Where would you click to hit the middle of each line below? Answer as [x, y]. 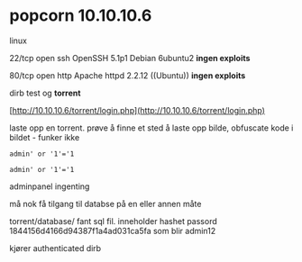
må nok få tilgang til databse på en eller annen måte [105, 203]
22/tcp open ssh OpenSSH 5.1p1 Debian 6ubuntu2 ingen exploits [130, 58]
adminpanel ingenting [50, 186]
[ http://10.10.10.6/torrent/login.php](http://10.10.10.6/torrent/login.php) [137, 110]
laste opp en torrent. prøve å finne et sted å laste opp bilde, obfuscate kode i [151, 128]
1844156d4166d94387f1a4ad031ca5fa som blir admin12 [113, 230]
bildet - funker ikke [45, 137]
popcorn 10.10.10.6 [81, 16]
